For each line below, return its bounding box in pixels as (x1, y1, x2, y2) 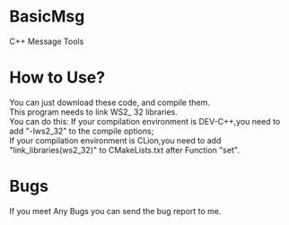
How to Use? (9, 67, 106, 88)
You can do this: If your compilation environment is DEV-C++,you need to (9, 116, 281, 126)
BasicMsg (9, 6, 85, 27)
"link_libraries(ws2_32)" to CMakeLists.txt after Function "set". (9, 144, 240, 155)
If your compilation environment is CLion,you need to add (9, 134, 222, 145)
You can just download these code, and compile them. (9, 97, 211, 108)
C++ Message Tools (9, 36, 84, 47)
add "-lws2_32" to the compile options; (9, 125, 154, 136)
